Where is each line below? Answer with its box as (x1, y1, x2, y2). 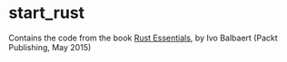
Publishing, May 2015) (8, 41, 92, 52)
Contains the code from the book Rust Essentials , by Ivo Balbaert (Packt (8, 32, 278, 43)
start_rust (8, 3, 85, 23)
